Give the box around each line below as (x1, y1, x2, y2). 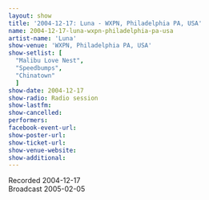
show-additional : (8, 153, 66, 161)
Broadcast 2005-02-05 (8, 184, 86, 194)
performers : (8, 116, 48, 124)
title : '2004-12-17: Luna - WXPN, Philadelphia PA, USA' (8, 19, 203, 27)
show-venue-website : (8, 146, 78, 154)
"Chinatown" (15, 71, 56, 80)
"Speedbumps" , (15, 64, 62, 72)
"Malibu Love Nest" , (15, 57, 84, 65)
